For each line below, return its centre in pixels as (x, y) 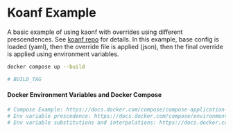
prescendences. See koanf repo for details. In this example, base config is (113, 39)
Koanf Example (52, 13)
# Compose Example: (35, 109)
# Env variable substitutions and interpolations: (82, 123)
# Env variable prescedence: (49, 116)
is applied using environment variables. (63, 54)
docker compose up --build (46, 66)
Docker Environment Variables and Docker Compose (85, 95)
